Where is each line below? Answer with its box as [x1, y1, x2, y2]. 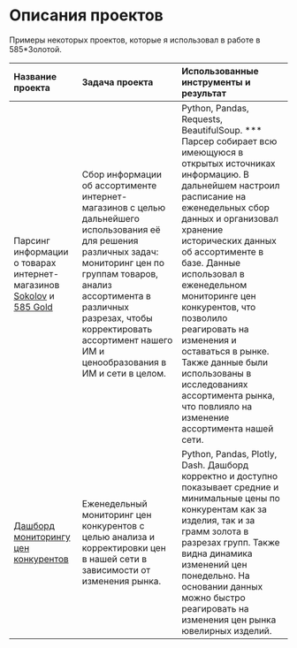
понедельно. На [180, 569, 250, 582]
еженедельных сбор [180, 201, 270, 213]
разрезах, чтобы [81, 311, 153, 324]
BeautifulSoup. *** [180, 124, 263, 136]
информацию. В [180, 168, 250, 180]
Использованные [180, 65, 259, 77]
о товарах [13, 256, 57, 269]
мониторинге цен [180, 289, 256, 301]
